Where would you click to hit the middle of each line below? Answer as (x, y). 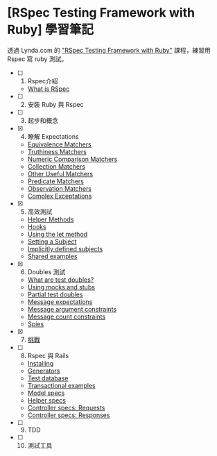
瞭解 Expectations (53, 136)
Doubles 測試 (46, 271)
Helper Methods (51, 219)
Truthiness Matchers (57, 151)
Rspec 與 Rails (48, 355)
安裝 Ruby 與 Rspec (55, 104)
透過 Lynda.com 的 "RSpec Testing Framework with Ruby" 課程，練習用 (109, 50)
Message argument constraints (72, 309)
